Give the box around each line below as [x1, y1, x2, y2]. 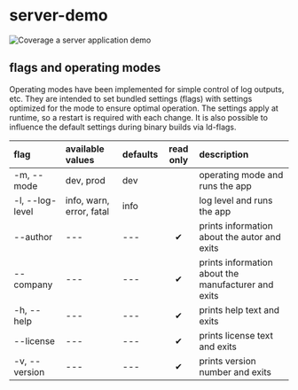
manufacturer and [199, 278, 274, 291]
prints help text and [199, 303, 280, 316]
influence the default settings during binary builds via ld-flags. [9, 121, 237, 132]
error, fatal [65, 205, 109, 217]
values [65, 153, 95, 166]
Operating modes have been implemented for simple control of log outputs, [9, 83, 285, 94]
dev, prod [65, 174, 106, 186]
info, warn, [65, 194, 110, 207]
